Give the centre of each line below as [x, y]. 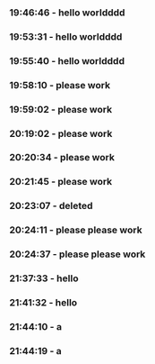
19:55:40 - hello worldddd [67, 60]
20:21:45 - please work [61, 182]
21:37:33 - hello [44, 278]
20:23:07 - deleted [51, 206]
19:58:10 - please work [60, 85]
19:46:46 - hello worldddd [67, 13]
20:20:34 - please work [62, 158]
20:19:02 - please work [61, 133]
